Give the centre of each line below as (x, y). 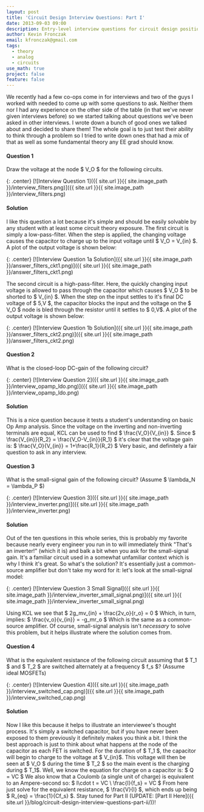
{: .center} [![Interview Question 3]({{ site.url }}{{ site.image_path (87, 498)
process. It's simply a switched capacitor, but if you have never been (92, 731)
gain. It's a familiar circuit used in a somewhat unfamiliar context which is (98, 557)
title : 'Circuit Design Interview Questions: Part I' (76, 18)
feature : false (25, 80)
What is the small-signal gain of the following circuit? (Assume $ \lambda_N (101, 479)
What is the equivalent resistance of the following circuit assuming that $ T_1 (102, 660)
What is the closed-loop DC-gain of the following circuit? (77, 368)
